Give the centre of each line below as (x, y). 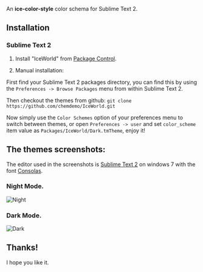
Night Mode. (25, 186)
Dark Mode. (24, 215)
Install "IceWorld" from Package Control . (66, 58)
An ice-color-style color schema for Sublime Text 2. (72, 9)
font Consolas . (25, 170)
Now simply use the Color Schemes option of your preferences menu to (95, 117)
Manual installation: (39, 70)
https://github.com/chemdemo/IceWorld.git (61, 106)
